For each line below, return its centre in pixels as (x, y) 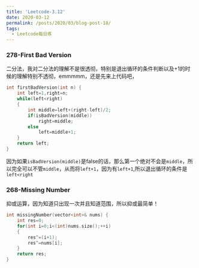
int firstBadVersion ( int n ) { (44, 88)
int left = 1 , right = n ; (43, 94)
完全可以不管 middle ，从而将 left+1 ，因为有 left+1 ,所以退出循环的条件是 (99, 168)
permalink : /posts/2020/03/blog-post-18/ (59, 23)
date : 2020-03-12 (28, 17)
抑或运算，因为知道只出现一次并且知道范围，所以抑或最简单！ (82, 204)
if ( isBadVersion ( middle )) (60, 115)
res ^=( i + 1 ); (43, 237)
